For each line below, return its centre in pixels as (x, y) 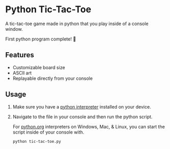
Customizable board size (39, 67)
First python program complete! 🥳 (41, 39)
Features (20, 55)
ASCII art (22, 73)
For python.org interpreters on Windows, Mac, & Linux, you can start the (89, 126)
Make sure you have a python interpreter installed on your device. (82, 107)
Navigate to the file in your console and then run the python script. (82, 117)
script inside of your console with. (48, 132)
